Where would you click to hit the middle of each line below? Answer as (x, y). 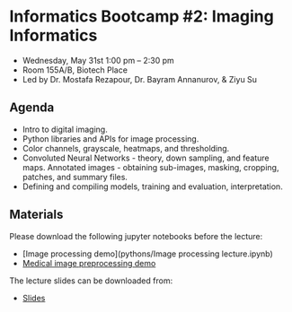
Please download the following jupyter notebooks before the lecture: (136, 236)
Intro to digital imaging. (65, 129)
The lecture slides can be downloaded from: (91, 281)
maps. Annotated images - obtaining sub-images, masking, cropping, (150, 167)
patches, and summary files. (75, 177)
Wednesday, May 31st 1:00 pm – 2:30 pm (98, 60)
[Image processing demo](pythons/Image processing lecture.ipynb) (148, 254)
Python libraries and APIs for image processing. (111, 139)
